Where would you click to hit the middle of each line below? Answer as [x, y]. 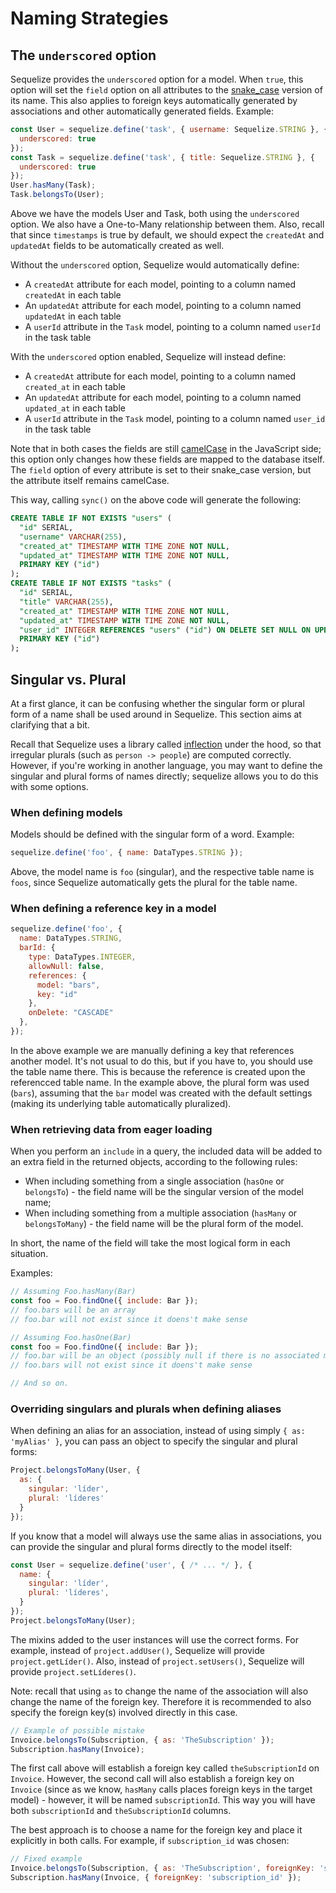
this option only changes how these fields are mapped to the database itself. [167, 459]
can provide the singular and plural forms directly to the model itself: [151, 1546]
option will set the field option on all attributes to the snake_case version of [166, 90]
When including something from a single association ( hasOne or [154, 1181]
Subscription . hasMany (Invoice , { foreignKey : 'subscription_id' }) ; [156, 1878]
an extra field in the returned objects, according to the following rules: [154, 1162]
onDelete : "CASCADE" [71, 1013]
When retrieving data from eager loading [111, 1129]
